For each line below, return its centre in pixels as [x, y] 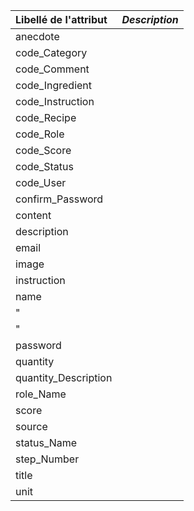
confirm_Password [59, 199]
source [31, 426]
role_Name [41, 394]
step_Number [47, 459]
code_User [41, 182]
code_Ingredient [54, 85]
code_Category [51, 52]
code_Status [44, 166]
